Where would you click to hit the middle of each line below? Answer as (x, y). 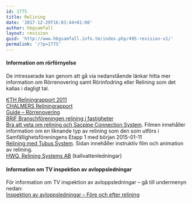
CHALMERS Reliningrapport (39, 106)
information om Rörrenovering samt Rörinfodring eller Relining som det (91, 82)
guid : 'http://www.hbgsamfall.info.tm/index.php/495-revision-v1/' (90, 39)
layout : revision (27, 33)
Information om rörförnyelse (41, 63)
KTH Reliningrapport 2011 (36, 100)
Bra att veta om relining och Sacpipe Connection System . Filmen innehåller (96, 125)
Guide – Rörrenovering (33, 113)
